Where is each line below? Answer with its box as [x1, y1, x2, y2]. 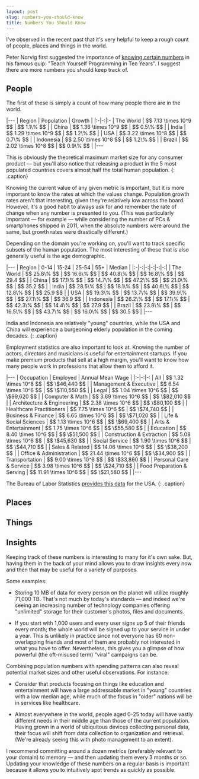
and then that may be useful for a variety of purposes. [6, 566, 138, 573]
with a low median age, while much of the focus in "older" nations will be [14, 692, 192, 700]
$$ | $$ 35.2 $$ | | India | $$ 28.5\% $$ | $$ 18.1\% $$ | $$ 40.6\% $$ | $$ [6, 283, 190, 290]
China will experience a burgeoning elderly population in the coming [6, 326, 173, 333]
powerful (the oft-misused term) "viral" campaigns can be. [14, 651, 158, 658]
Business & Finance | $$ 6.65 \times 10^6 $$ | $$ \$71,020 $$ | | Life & [6, 412, 179, 419]
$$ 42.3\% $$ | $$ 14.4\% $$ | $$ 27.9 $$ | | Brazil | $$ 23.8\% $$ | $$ [6, 302, 181, 309]
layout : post [6, 8, 38, 15]
